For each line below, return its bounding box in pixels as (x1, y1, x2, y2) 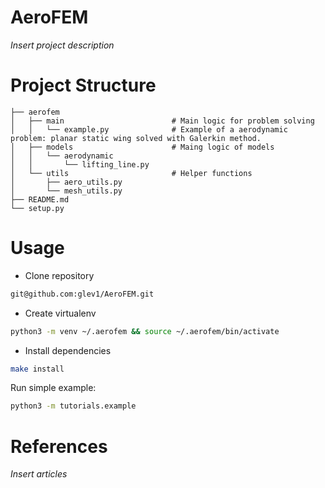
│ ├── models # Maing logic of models (10, 142, 275, 152)
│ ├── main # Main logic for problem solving (10, 116, 315, 126)
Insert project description (10, 39, 115, 51)
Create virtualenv (24, 307, 97, 319)
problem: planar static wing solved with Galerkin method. (10, 133, 262, 143)
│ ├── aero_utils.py (10, 177, 123, 187)
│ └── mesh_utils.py (10, 186, 123, 196)
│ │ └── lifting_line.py (10, 159, 150, 170)
